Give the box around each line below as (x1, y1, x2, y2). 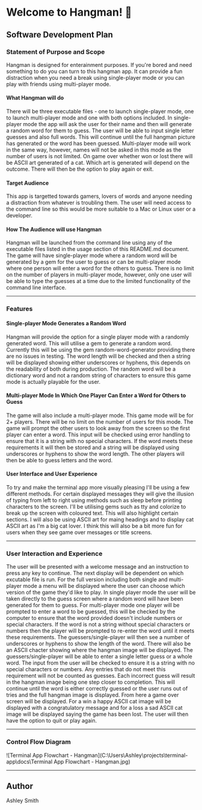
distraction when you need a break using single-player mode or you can (6, 74, 185, 81)
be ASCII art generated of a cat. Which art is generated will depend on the (6, 159, 190, 167)
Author (6, 781, 33, 791)
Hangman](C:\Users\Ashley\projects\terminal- (74, 751, 188, 759)
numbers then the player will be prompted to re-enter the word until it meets (6, 627, 195, 634)
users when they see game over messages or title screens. (6, 529, 152, 536)
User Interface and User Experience (6, 470, 98, 477)
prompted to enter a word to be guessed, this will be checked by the (6, 608, 176, 615)
